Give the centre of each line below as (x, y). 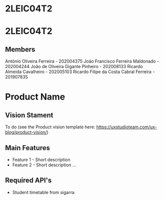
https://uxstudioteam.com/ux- (127, 127)
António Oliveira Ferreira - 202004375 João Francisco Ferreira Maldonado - (82, 61)
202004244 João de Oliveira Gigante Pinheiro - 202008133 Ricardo (74, 67)
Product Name (35, 97)
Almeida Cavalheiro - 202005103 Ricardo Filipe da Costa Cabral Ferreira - (80, 72)
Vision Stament (29, 115)
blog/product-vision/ (26, 132)
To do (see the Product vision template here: (50, 127)
